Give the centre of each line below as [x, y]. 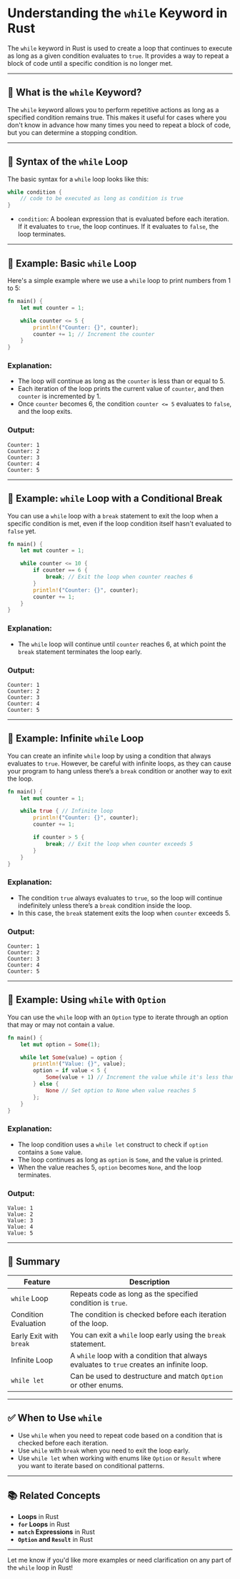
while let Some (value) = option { [71, 1057]
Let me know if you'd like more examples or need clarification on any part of [120, 1560]
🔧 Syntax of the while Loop [68, 162]
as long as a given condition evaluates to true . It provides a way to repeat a [118, 56]
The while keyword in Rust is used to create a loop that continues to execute [120, 48]
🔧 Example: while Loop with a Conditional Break [115, 499]
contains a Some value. [50, 1152]
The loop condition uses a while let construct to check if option [113, 1144]
